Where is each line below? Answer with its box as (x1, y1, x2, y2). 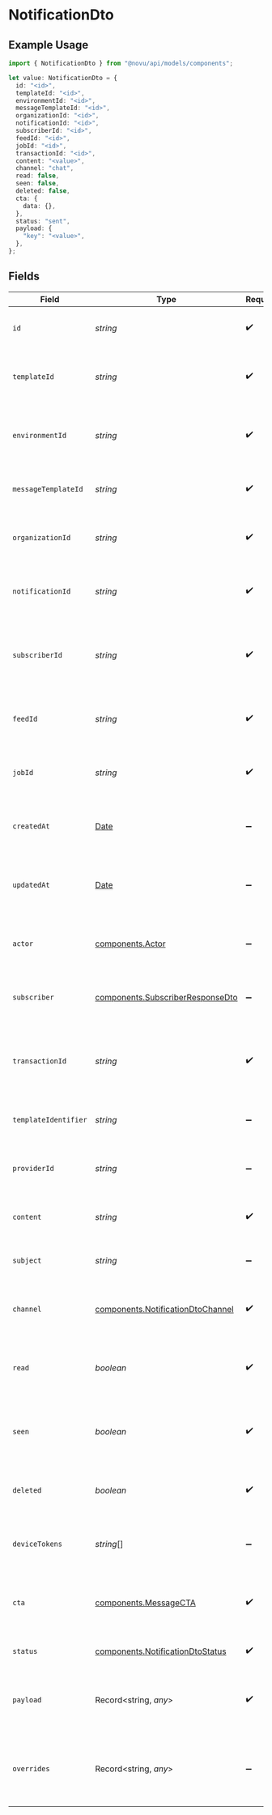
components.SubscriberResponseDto (95, 991, 238, 1003)
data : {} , (23, 202, 57, 210)
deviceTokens (12, 1539, 63, 1549)
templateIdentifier (12, 1115, 87, 1124)
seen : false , (15, 180, 60, 188)
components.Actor (95, 938, 166, 949)
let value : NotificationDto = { (8, 74, 117, 82)
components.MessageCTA (95, 1597, 197, 1608)
